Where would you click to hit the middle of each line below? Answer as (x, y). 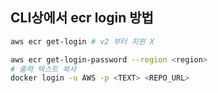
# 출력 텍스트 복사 (43, 69)
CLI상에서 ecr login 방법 (82, 18)
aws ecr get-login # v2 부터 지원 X (82, 41)
